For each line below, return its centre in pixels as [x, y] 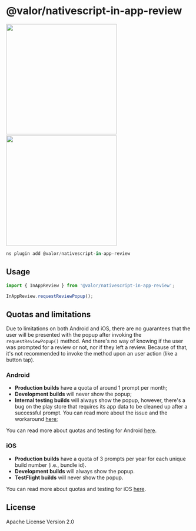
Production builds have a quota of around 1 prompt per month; [91, 388]
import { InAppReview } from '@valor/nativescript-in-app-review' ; [91, 286]
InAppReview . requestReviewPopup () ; [50, 296]
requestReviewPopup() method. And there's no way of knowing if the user [95, 341]
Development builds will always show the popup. [75, 471]
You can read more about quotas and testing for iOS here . [76, 489]
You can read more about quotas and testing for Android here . [82, 430]
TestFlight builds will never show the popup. [69, 477]
